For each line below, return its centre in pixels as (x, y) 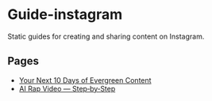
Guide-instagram (65, 15)
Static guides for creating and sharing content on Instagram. (106, 36)
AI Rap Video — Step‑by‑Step (67, 88)
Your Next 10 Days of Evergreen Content (85, 80)
